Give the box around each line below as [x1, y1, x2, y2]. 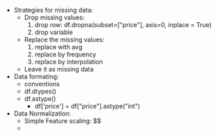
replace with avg [34, 43, 82, 51]
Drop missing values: [24, 13, 85, 22]
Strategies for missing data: [13, 6, 93, 14]
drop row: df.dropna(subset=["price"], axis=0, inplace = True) [34, 21, 212, 29]
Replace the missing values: [24, 35, 104, 44]
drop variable [34, 28, 73, 36]
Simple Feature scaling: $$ [24, 117, 102, 124]
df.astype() [24, 95, 56, 103]
